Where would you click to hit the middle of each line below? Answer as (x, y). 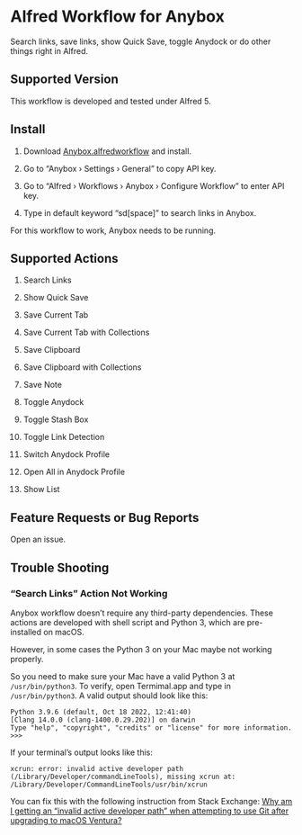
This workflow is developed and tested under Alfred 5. (111, 101)
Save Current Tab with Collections (86, 332)
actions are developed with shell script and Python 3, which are (128, 622)
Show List (41, 489)
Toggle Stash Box (56, 419)
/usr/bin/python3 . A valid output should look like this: (109, 696)
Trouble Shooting (60, 567)
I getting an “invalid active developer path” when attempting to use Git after (150, 811)
